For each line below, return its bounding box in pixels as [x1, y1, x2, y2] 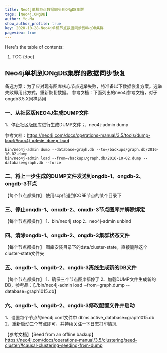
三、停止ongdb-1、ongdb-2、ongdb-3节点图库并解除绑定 [5, 206, 145, 213]
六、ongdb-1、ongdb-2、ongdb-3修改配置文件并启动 [5, 302, 135, 309]
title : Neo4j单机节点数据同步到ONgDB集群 [5, 7, 84, 12]
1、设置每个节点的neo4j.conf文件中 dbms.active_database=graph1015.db [5, 314, 155, 320]
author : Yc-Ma [5, 16, 35, 21]
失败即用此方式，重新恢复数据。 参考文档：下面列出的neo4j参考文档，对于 [5, 89, 158, 95]
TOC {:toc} [12, 54, 35, 60]
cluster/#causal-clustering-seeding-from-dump [5, 342, 103, 348]
